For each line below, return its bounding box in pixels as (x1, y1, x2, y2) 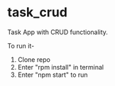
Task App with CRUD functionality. (7, 28, 109, 36)
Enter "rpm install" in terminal (17, 63, 104, 71)
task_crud (7, 4, 67, 21)
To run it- (7, 41, 35, 50)
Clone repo (17, 55, 51, 64)
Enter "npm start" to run (17, 70, 88, 79)
